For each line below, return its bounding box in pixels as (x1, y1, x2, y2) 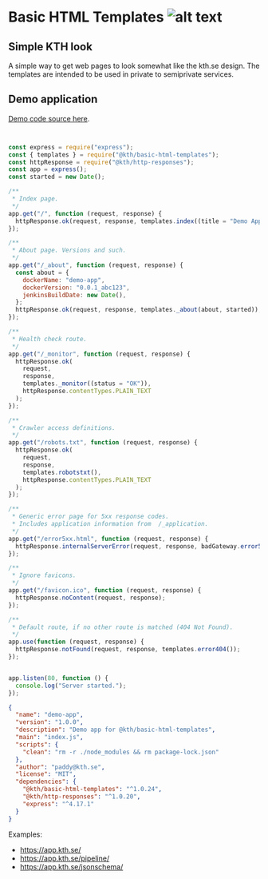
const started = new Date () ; (8, 173, 105, 181)
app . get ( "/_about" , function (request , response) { (8, 261, 183, 269)
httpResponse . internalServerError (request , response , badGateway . (15, 542, 241, 551)
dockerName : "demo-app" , (22, 276, 105, 284)
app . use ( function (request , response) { (8, 638, 145, 646)
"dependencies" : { (15, 778, 77, 786)
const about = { (15, 268, 69, 276)
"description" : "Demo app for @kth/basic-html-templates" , (15, 726, 216, 734)
